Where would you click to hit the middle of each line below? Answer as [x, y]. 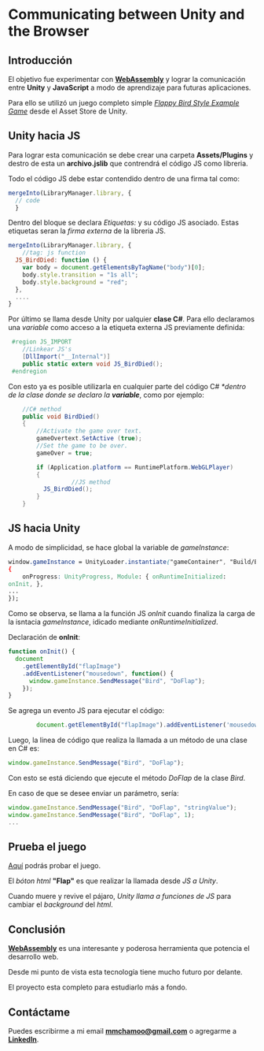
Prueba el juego [47, 847]
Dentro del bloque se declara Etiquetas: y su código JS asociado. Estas [124, 223]
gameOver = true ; [64, 453]
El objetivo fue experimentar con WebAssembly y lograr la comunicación [127, 79]
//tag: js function [54, 253]
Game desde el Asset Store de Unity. [68, 111]
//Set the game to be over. [82, 446]
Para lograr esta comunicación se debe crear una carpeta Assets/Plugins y [131, 154]
